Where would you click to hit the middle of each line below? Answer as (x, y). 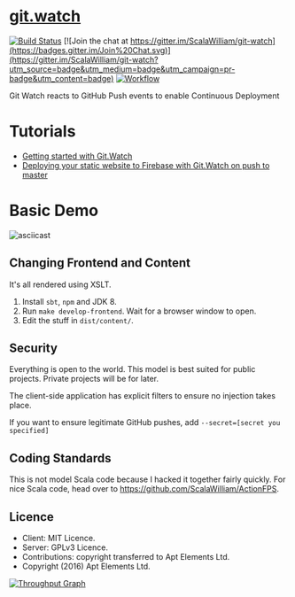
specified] (29, 431)
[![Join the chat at (96, 41)
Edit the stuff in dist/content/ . (78, 320)
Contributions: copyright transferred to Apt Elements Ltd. (126, 557)
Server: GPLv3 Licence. (65, 547)
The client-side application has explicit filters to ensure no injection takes (143, 396)
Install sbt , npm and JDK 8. (69, 301)
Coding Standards (60, 458)
